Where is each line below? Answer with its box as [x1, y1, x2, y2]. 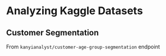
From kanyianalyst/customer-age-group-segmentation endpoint [6, 43, 160, 50]
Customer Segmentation [6, 28, 99, 38]
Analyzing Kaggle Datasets [6, 4, 143, 18]
